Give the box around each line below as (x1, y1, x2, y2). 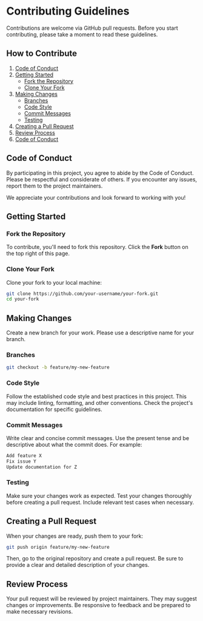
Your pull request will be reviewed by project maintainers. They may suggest (6, 595, 197, 602)
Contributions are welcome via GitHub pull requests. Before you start (6, 24, 179, 32)
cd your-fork (6, 296, 39, 302)
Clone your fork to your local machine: (6, 279, 102, 286)
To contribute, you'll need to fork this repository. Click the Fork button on (6, 243, 189, 251)
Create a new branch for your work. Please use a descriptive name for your (6, 329, 195, 336)
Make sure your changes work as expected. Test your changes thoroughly (6, 492, 192, 499)
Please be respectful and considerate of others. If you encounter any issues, (6, 175, 198, 183)
